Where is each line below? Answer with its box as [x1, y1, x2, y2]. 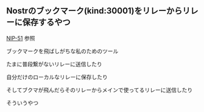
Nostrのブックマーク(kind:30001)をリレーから [6, 5, 183, 16]
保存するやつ [22, 17, 71, 27]
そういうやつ [6, 99, 38, 107]
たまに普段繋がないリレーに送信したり [6, 60, 102, 68]
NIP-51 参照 [6, 34, 35, 41]
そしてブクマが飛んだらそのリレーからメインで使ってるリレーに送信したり [6, 86, 193, 93]
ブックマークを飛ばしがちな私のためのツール [6, 47, 119, 55]
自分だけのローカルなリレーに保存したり [6, 73, 108, 80]
